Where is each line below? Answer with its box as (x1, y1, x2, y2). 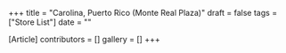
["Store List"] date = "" (8, 17, 92, 27)
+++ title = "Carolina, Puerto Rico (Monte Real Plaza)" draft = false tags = (8, 8, 278, 18)
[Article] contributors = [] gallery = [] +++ (8, 34, 161, 44)
